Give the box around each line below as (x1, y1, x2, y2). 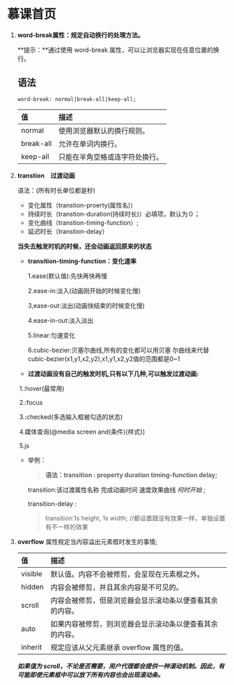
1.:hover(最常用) (19, 384, 65, 392)
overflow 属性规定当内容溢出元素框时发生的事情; (17, 537, 158, 545)
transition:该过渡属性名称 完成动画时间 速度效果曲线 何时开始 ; (27, 485, 206, 494)
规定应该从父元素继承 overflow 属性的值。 (50, 642, 188, 652)
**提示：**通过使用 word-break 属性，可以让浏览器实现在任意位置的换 (17, 45, 219, 54)
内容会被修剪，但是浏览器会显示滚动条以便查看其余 (50, 595, 218, 605)
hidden (20, 582, 44, 591)
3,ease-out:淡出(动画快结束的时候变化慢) (27, 301, 145, 309)
